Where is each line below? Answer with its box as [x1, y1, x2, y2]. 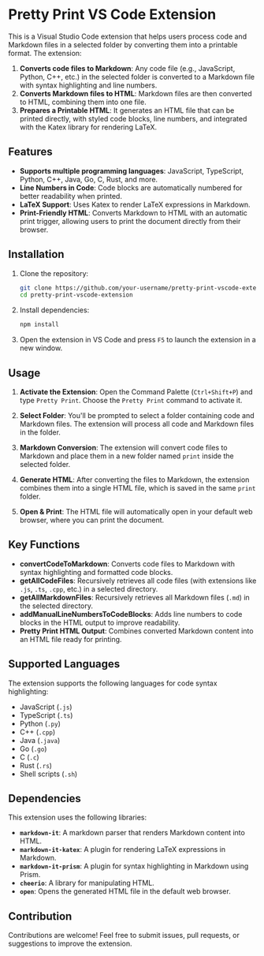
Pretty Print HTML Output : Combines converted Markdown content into [19, 626, 254, 636]
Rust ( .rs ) [19, 760, 53, 770]
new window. [19, 343, 63, 353]
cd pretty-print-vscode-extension [19, 291, 133, 299]
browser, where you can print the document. [19, 515, 165, 525]
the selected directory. [19, 601, 93, 611]
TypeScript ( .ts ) [19, 710, 73, 719]
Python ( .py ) [19, 719, 61, 728]
